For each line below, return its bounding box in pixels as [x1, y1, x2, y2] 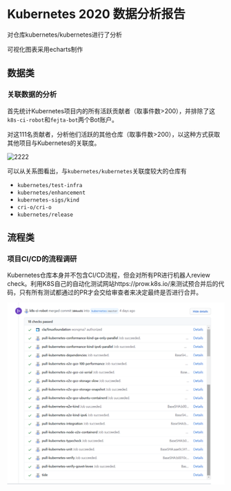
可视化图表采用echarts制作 [7, 45, 83, 53]
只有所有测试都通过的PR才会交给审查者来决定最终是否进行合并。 [19, 288, 202, 297]
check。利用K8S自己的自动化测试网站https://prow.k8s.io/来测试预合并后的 [7, 280, 219, 288]
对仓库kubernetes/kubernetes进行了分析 [7, 30, 123, 39]
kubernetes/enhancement [17, 189, 86, 196]
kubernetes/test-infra [17, 182, 83, 189]
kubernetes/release [17, 211, 74, 218]
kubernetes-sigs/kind [17, 196, 79, 204]
